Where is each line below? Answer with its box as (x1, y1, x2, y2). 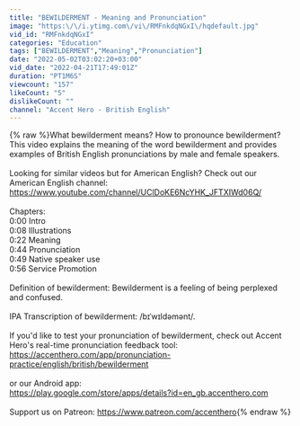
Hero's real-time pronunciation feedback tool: (9, 340, 178, 351)
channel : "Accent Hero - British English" (9, 105, 171, 114)
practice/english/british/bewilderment (9, 359, 149, 369)
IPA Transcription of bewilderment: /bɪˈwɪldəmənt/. (9, 311, 196, 322)
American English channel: (9, 177, 109, 189)
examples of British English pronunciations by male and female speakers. (9, 149, 280, 160)
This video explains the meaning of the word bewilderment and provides (9, 139, 278, 150)
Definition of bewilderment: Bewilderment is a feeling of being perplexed (9, 282, 278, 293)
